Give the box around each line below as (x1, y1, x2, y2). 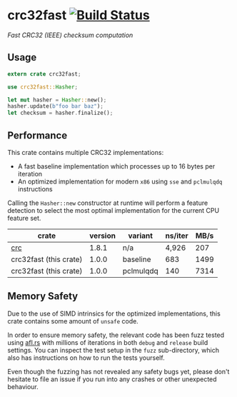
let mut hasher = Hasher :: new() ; (7, 96, 107, 104)
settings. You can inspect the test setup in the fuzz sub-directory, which (7, 346, 220, 354)
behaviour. (7, 382, 39, 391)
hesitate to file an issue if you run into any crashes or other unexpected (7, 375, 217, 383)
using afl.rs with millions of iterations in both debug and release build (7, 338, 208, 346)
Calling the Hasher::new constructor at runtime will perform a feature (7, 198, 208, 207)
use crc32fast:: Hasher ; (7, 83, 79, 91)
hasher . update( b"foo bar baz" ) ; (7, 103, 104, 110)
